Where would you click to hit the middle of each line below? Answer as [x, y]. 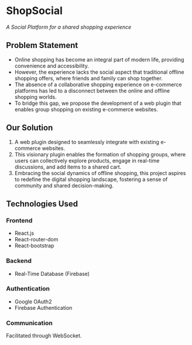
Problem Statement [42, 45]
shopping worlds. [35, 97]
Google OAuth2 [33, 301]
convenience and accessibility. [52, 66]
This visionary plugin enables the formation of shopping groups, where [100, 154]
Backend [19, 261]
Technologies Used [42, 204]
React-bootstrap [34, 246]
